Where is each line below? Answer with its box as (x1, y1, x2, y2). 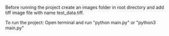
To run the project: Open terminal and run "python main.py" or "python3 (5, 20, 156, 25)
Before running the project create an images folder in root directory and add (5, 5, 164, 10)
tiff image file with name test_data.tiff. (5, 10, 84, 16)
